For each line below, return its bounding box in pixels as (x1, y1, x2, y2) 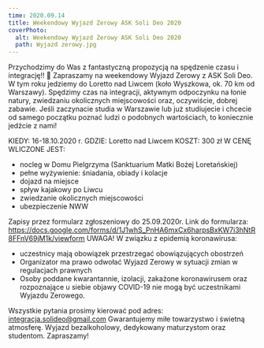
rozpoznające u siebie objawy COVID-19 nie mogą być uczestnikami (19, 283, 241, 292)
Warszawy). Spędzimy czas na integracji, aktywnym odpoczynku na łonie (8, 87, 247, 97)
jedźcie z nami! (8, 121, 58, 131)
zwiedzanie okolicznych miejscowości (19, 194, 143, 203)
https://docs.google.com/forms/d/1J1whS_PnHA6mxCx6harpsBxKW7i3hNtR (8, 225, 256, 235)
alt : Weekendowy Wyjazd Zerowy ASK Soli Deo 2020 (15, 33, 181, 42)
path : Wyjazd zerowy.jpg (15, 41, 97, 49)
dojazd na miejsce (19, 176, 79, 186)
